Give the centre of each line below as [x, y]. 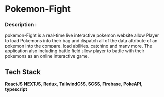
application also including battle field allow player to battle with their [75, 51]
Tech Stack [23, 72]
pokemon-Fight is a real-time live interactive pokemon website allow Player [82, 35]
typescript [16, 89]
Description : [21, 25]
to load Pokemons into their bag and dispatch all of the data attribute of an [81, 41]
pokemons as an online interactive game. [47, 56]
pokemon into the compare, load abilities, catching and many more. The [79, 46]
